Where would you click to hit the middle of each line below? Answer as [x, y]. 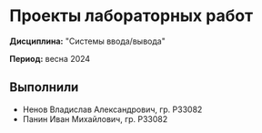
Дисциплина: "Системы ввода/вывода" [87, 41]
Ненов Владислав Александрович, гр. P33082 [112, 109]
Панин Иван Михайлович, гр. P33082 [95, 118]
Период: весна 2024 [50, 58]
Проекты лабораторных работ [131, 16]
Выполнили [44, 87]
